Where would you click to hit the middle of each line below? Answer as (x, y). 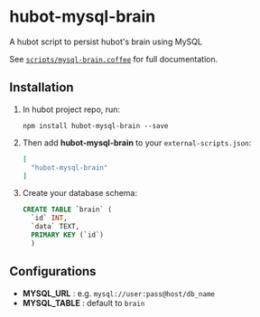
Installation (42, 88)
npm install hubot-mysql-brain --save (95, 126)
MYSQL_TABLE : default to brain (84, 303)
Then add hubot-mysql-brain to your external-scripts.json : (137, 143)
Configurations (53, 271)
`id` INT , (49, 219)
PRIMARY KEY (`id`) (68, 235)
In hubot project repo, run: (71, 109)
